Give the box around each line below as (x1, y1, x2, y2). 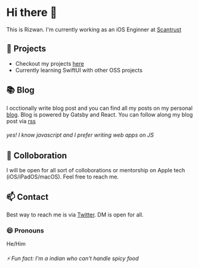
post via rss (6, 117, 36, 124)
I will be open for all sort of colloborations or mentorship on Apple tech (6, 167, 185, 174)
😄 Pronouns (6, 226, 44, 235)
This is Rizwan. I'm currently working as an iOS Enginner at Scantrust (6, 26, 182, 33)
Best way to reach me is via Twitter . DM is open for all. (6, 211, 144, 218)
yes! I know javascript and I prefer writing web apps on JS (6, 131, 154, 139)
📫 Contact (6, 191, 49, 202)
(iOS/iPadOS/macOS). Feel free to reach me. (6, 173, 119, 180)
